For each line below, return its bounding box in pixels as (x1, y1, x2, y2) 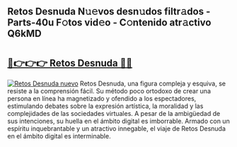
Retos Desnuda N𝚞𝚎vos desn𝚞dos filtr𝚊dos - (7, 6, 211, 18)
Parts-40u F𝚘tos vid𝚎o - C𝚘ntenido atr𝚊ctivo (7, 17, 212, 29)
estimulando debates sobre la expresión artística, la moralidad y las (7, 102, 204, 110)
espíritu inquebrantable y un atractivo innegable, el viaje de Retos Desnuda (7, 124, 226, 133)
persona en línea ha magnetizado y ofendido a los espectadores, (7, 95, 197, 102)
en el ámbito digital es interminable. (7, 132, 111, 140)
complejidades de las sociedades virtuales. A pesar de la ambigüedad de (7, 110, 221, 117)
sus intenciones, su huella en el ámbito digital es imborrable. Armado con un (7, 117, 230, 125)
